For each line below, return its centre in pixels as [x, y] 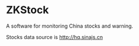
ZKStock [27, 10]
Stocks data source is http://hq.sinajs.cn [55, 37]
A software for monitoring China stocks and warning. [69, 26]
